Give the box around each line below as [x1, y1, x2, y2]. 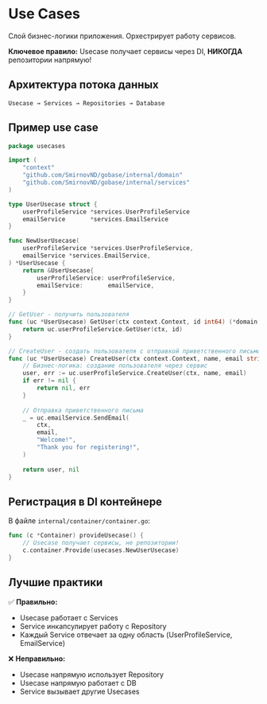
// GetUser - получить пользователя [8, 311, 130, 319]
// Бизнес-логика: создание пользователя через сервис [22, 362, 208, 370]
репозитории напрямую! [8, 55, 92, 65]
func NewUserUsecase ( [8, 237, 80, 245]
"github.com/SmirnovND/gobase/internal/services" [22, 178, 191, 187]
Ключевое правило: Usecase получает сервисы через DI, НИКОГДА [8, 46, 243, 56]
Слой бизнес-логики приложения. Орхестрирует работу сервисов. [8, 31, 237, 41]
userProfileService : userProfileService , [37, 274, 176, 282]
